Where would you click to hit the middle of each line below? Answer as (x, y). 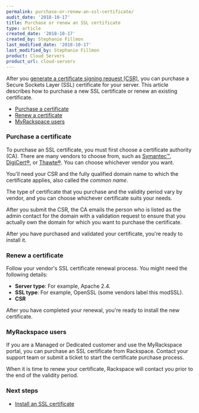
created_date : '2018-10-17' (41, 34)
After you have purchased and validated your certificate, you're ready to (94, 234)
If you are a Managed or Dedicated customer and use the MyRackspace (94, 345)
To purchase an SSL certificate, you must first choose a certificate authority (99, 150)
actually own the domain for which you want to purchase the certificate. (94, 222)
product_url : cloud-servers (41, 61)
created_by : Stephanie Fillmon (45, 39)
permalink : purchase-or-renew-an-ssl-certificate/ (70, 12)
